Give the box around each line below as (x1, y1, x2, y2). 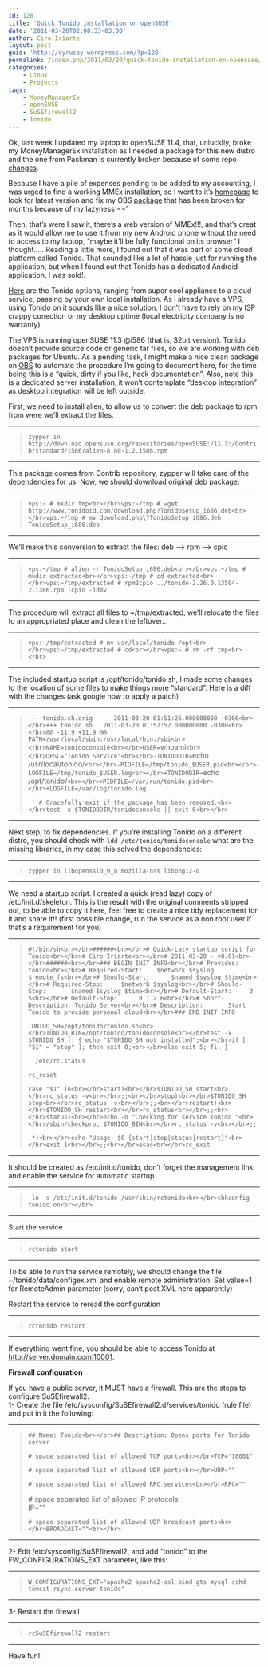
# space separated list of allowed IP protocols (27, 1494, 179, 1503)
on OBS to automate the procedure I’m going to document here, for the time (8, 360, 257, 370)
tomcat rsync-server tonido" (27, 1585, 125, 1593)
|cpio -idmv (67, 586, 108, 594)
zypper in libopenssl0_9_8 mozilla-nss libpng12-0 (27, 867, 200, 875)
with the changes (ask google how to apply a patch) (8, 691, 179, 701)
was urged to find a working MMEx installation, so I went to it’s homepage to (8, 187, 259, 196)
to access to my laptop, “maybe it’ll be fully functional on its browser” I (8, 236, 241, 246)
